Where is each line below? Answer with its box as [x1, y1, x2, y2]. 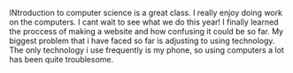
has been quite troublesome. [9, 55, 114, 64]
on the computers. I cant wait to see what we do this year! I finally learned [9, 17, 279, 27]
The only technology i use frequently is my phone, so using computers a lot [9, 45, 285, 55]
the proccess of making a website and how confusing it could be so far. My [9, 26, 284, 36]
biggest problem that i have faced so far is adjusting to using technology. [9, 35, 275, 46]
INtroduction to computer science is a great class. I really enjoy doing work [9, 8, 283, 18]
